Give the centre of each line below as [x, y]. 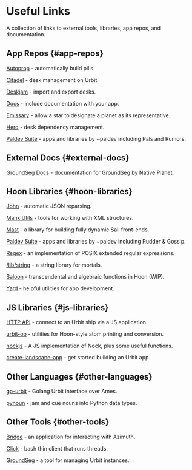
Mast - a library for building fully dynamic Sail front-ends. [78, 230]
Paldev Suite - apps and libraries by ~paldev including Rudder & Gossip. [96, 242]
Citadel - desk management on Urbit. [52, 80]
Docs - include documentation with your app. [63, 103]
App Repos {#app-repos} [55, 54]
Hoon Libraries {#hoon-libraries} [70, 192]
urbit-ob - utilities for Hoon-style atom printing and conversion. [85, 334]
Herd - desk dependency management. [55, 127]
